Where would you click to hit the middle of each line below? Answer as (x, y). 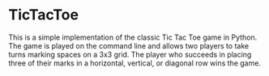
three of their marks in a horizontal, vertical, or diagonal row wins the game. (135, 63)
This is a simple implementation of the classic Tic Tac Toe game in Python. (133, 37)
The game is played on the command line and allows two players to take (129, 45)
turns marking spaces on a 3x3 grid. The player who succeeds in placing (130, 54)
